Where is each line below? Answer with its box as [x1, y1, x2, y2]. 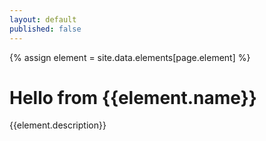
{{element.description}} [9, 119, 107, 131]
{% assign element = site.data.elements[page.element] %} [9, 51, 251, 63]
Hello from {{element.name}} [9, 86, 257, 109]
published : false [9, 24, 82, 34]
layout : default [9, 14, 77, 25]
